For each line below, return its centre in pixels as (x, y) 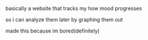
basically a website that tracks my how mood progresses (74, 8)
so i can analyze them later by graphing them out (64, 19)
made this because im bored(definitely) (53, 31)
